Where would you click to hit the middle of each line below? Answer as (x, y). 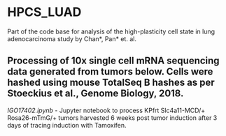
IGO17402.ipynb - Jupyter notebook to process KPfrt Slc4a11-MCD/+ (106, 110)
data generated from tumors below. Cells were (110, 71)
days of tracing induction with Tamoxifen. (67, 125)
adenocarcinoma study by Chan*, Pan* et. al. (72, 38)
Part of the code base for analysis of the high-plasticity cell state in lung (111, 31)
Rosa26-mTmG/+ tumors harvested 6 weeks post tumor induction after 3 (112, 118)
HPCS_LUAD (44, 12)
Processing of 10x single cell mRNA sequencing (113, 61)
